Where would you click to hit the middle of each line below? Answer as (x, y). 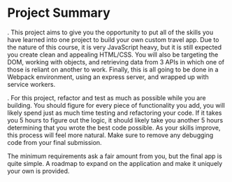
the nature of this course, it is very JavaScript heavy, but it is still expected (115, 47)
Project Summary (59, 13)
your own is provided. (38, 171)
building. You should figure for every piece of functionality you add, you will (116, 105)
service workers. (31, 84)
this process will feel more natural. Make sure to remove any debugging (110, 135)
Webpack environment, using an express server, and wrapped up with (108, 77)
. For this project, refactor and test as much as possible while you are (107, 98)
